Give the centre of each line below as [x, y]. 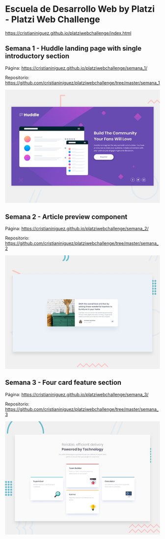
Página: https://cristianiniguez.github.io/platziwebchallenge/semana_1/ [76, 68]
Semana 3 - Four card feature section [63, 383]
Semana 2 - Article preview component [66, 217]
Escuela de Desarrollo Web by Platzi [80, 9]
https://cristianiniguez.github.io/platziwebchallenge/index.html [68, 33]
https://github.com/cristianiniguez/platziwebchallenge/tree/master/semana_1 [82, 82]
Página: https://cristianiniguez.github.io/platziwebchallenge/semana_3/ [77, 394]
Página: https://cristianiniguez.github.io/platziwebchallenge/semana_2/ [77, 229]
